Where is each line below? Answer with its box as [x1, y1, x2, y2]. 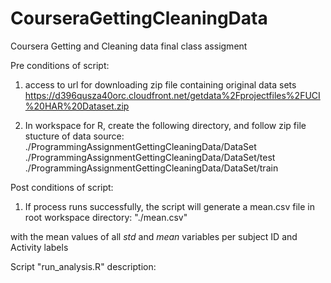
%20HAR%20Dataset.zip [24, 100, 130, 112]
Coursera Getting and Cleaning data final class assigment [10, 40, 248, 52]
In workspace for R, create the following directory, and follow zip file [24, 119, 307, 131]
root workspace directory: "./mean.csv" [24, 211, 188, 223]
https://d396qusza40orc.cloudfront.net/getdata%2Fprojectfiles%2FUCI [24, 89, 321, 101]
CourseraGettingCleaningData [10, 7, 268, 30]
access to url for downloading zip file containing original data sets [24, 78, 297, 91]
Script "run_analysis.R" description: [10, 260, 157, 272]
